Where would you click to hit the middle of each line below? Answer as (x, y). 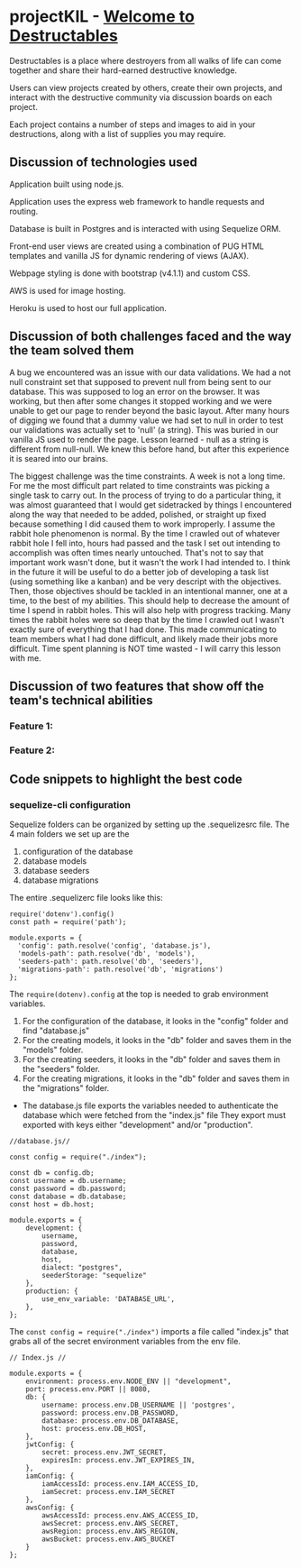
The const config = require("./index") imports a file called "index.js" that (149, 1332)
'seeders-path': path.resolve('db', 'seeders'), (110, 962)
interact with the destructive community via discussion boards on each (141, 97)
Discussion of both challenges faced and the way (150, 337)
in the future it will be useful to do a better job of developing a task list (139, 572)
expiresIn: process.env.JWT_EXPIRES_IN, (119, 1461)
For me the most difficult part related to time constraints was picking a (140, 485)
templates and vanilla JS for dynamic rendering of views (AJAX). (129, 255)
